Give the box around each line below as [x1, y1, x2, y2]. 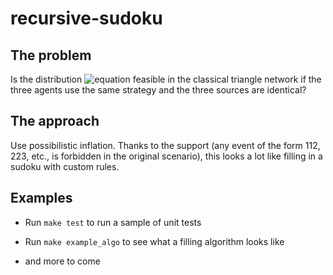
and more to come [24, 255, 101, 267]
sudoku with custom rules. [10, 160, 120, 172]
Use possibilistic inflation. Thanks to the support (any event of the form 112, [10, 139, 321, 151]
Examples [10, 190, 73, 207]
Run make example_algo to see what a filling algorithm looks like [24, 235, 285, 247]
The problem [10, 47, 92, 64]
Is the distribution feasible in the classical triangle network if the [10, 73, 322, 85]
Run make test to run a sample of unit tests [24, 216, 202, 228]
